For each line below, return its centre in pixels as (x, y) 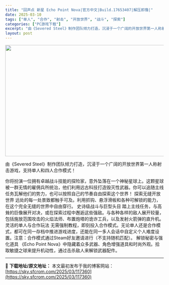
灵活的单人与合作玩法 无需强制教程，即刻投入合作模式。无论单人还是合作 (81, 225)
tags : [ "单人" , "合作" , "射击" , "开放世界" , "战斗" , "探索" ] (65, 19)
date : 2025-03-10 (23, 15)
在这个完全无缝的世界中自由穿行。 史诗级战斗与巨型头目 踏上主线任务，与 (81, 206)
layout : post (19, 33)
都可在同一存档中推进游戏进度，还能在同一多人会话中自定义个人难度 (84, 232)
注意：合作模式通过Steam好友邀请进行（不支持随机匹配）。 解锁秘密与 (86, 238)
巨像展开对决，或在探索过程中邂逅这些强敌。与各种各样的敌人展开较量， (89, 213)
